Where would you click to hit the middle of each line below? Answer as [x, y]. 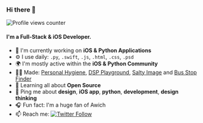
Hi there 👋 [21, 10]
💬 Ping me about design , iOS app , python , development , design [97, 91]
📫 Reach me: [32, 114]
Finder [23, 79]
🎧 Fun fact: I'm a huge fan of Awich [60, 105]
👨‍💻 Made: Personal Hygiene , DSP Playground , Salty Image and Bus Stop [106, 72]
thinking [26, 98]
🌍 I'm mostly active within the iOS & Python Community [87, 64]
